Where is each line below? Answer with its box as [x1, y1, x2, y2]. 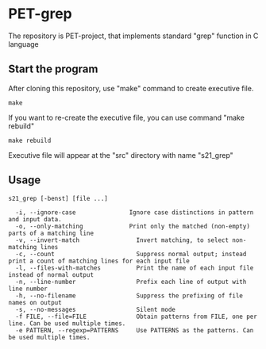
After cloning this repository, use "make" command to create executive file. [8, 83, 254, 93]
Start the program [8, 63, 98, 76]
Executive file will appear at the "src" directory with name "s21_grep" [8, 150, 234, 159]
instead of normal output [8, 270, 94, 278]
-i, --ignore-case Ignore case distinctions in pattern [15, 208, 254, 217]
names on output [8, 298, 62, 306]
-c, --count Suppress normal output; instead [15, 250, 247, 258]
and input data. [8, 215, 62, 223]
